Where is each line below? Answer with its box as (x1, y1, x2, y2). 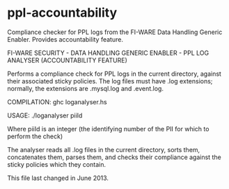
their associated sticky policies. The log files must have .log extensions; (7, 76, 213, 85)
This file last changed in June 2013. (7, 174, 109, 182)
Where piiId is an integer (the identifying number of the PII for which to (7, 124, 210, 133)
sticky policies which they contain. (7, 160, 106, 168)
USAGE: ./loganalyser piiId (7, 111, 83, 120)
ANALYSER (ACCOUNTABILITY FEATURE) (7, 56, 127, 64)
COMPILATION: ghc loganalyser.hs (7, 97, 107, 106)
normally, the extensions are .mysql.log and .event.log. (7, 84, 164, 92)
